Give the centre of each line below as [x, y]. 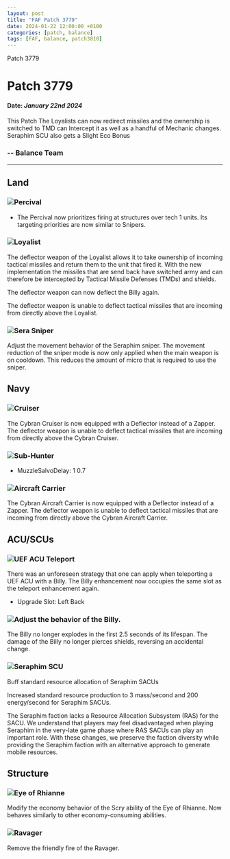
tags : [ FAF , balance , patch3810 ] [55, 39]
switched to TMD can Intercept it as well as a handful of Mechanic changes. [114, 128]
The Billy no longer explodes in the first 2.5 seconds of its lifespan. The [107, 634]
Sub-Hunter [34, 455]
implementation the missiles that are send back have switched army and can [115, 271]
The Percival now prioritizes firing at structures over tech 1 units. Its [112, 217]
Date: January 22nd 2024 [45, 105]
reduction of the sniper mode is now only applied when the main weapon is [113, 353]
